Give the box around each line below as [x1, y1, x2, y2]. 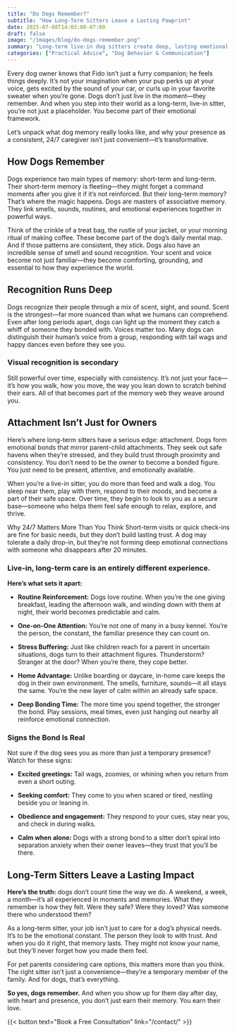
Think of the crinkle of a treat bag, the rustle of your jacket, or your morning [7, 225, 228, 234]
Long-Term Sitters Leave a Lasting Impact [7, 869, 195, 881]
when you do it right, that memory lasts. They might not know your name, [7, 939, 221, 947]
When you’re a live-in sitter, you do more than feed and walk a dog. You [7, 479, 215, 487]
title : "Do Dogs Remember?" [7, 10, 90, 18]
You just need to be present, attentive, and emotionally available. [7, 465, 195, 474]
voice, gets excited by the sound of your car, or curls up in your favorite [7, 84, 215, 93]
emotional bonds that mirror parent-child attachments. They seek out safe [7, 443, 222, 451]
